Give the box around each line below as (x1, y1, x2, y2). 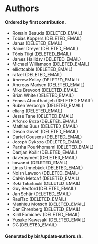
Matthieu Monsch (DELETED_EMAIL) (12, 201, 86, 207)
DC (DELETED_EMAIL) (12, 222, 57, 228)
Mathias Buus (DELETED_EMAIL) (12, 123, 78, 129)
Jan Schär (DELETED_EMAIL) (12, 191, 71, 197)
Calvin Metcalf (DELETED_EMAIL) (12, 175, 79, 181)
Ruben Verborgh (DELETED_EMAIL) (12, 103, 84, 109)
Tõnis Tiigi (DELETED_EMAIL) (12, 51, 72, 57)
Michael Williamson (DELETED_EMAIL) (12, 61, 90, 67)
